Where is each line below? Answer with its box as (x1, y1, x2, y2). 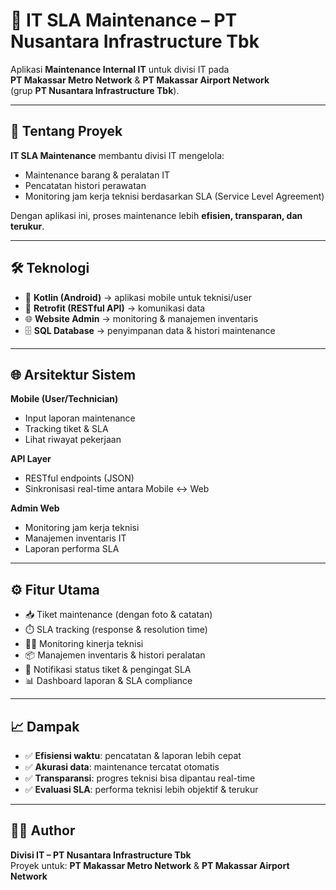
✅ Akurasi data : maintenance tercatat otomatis (24, 761, 220, 773)
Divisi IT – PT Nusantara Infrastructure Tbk (10, 849, 192, 861)
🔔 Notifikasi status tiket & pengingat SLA (24, 664, 192, 676)
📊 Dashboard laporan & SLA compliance (24, 675, 193, 687)
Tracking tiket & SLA (24, 423, 109, 435)
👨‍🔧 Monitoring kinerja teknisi (24, 638, 144, 650)
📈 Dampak (10, 718, 80, 735)
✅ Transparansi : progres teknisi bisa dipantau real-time (24, 772, 256, 784)
